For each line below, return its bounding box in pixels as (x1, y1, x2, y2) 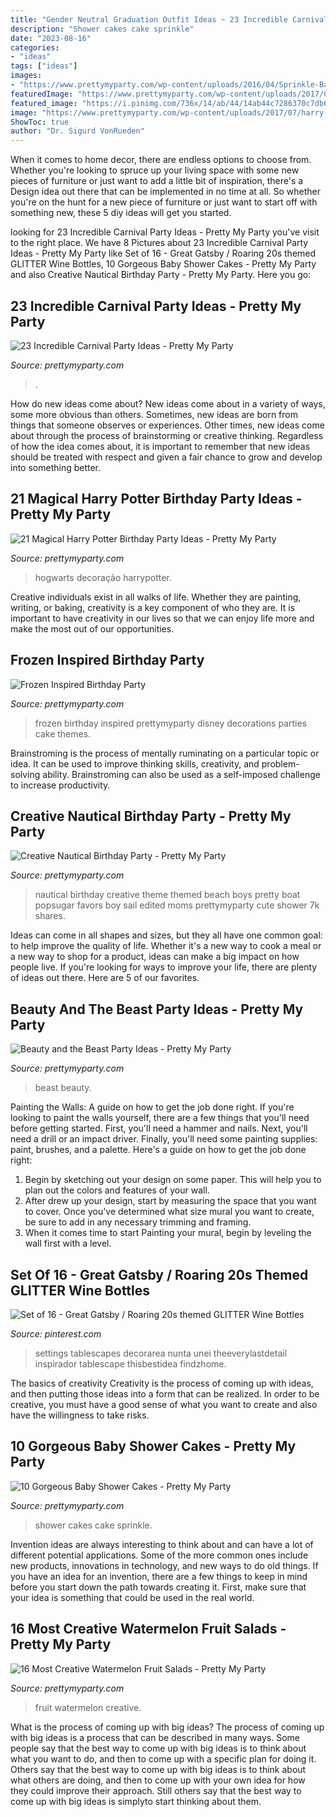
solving (10, 768, 41, 780)
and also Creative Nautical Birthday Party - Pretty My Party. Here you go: (10, 269, 312, 281)
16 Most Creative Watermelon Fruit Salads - (10, 1621, 287, 1638)
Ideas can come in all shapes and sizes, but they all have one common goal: (10, 929, 323, 941)
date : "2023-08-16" (10, 33, 92, 43)
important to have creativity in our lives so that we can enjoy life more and (10, 612, 315, 624)
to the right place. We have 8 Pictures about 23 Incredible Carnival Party (10, 237, 309, 249)
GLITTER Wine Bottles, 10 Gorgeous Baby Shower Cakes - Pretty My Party (10, 258, 317, 270)
